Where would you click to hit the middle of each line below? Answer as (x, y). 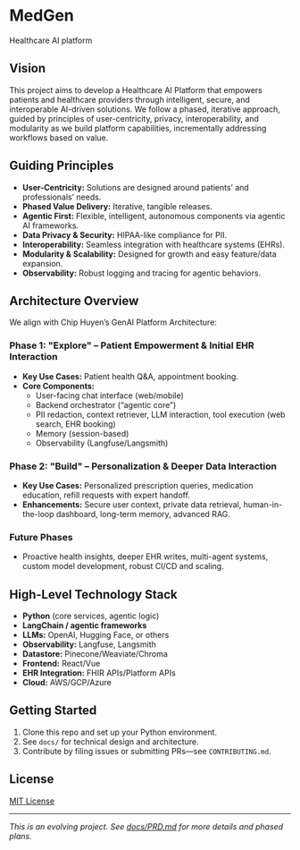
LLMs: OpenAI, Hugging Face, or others (96, 635)
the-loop (38, 514)
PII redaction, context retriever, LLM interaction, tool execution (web (160, 414)
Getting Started (53, 711)
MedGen (42, 16)
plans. (21, 836)
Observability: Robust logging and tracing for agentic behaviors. (142, 273)
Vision (28, 68)
